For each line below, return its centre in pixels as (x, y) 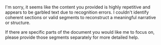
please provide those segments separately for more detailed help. (72, 37)
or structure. (18, 22)
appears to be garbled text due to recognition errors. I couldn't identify (77, 12)
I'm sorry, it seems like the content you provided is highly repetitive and (78, 7)
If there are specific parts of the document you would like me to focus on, (80, 32)
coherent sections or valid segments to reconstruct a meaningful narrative (81, 17)
